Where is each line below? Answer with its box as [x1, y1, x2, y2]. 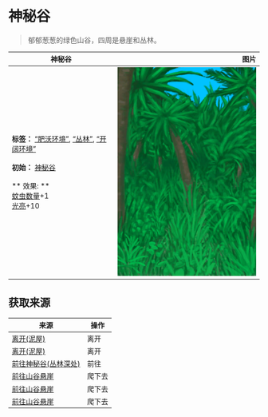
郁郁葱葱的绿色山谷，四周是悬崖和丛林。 [27, 35, 161, 45]
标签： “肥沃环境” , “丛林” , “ [11, 134, 100, 144]
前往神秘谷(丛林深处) [11, 359, 81, 368]
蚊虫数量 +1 [11, 191, 49, 201]
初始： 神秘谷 [11, 163, 56, 173]
